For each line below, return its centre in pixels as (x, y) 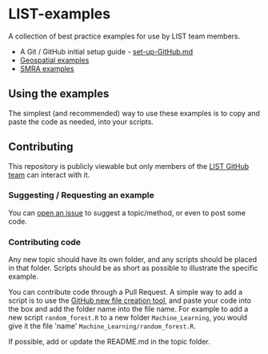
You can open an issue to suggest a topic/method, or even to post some (127, 212)
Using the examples (59, 94)
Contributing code (45, 242)
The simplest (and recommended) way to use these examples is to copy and (134, 113)
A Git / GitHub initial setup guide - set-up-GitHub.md (106, 51)
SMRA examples (47, 68)
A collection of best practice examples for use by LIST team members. (124, 36)
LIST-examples (59, 14)
